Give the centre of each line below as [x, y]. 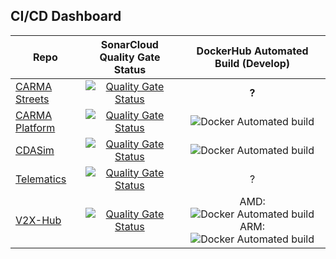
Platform [35, 127]
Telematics [41, 179]
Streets [32, 99]
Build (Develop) [252, 63]
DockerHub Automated [252, 51]
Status [130, 69]
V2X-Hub [38, 220]
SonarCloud [129, 44]
